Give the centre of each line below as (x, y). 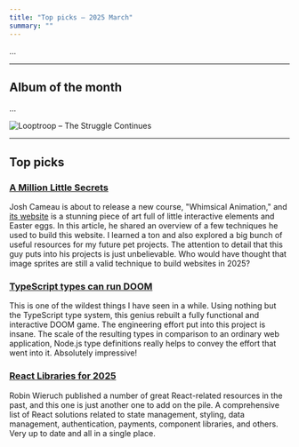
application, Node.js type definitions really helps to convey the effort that (143, 344)
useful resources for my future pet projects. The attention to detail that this (146, 244)
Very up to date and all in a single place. (82, 433)
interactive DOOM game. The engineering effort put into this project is (137, 324)
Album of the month (66, 87)
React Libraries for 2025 (63, 376)
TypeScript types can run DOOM (81, 286)
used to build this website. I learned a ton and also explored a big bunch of (146, 235)
